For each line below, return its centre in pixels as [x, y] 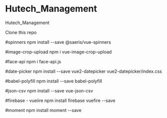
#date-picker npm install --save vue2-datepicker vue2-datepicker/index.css [84, 71]
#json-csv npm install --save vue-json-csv [49, 90]
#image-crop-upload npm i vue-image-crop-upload [58, 52]
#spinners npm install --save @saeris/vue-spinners [58, 42]
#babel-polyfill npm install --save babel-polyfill [54, 81]
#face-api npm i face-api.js [33, 61]
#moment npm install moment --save [43, 110]
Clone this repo [21, 32]
